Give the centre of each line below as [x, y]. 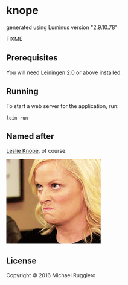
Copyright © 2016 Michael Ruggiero [51, 275]
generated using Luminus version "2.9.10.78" [62, 27]
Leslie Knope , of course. [37, 151]
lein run [17, 118]
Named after [30, 136]
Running [23, 91]
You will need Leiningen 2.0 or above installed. [64, 72]
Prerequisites [32, 58]
